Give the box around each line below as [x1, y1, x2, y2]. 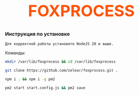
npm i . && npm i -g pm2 [5, 77, 55, 81]
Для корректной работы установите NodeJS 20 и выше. [5, 41, 114, 46]
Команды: [5, 50, 26, 55]
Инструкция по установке [5, 30, 70, 37]
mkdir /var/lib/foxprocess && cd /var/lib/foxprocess [5, 59, 116, 64]
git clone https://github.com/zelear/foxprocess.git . [5, 68, 118, 73]
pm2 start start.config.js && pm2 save [5, 85, 86, 90]
